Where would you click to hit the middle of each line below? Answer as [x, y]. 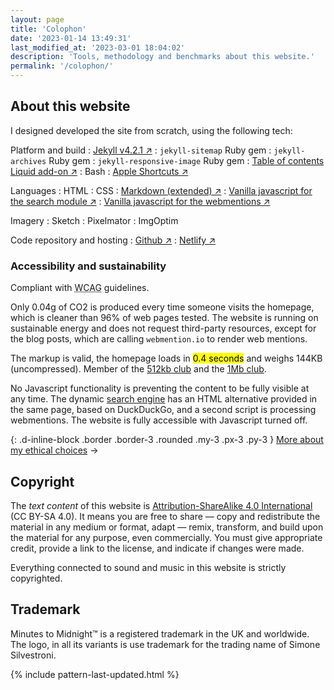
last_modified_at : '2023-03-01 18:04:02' [98, 47]
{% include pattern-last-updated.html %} [95, 674]
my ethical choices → [54, 450]
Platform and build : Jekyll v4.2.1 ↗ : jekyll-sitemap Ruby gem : [141, 150]
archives [28, 161]
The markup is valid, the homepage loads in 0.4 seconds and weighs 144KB [166, 358]
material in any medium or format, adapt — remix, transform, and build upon [167, 527]
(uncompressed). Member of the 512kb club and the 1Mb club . [138, 369]
